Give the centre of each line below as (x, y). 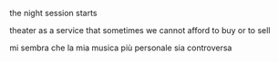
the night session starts (53, 13)
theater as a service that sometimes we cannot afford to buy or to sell (140, 30)
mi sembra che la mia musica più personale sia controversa (121, 48)
